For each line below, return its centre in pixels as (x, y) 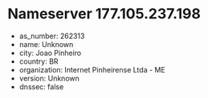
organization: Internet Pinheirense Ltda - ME (92, 69)
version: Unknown (49, 78)
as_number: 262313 (52, 36)
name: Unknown (46, 44)
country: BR (39, 61)
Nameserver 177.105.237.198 (104, 14)
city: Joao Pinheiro (50, 53)
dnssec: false (41, 86)
